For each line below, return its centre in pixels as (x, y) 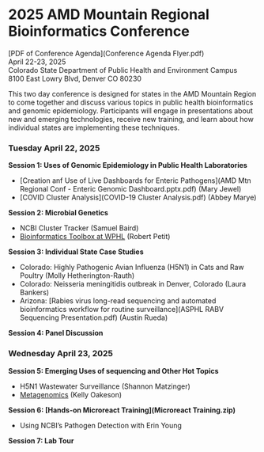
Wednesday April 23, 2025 (60, 354)
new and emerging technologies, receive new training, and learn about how (131, 119)
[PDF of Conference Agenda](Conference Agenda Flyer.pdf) (106, 53)
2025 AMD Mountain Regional (109, 15)
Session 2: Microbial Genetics (58, 213)
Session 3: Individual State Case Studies (76, 252)
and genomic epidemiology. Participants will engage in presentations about (130, 110)
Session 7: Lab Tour (41, 440)
